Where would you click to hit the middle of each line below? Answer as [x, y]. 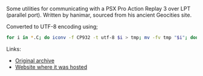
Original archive [35, 60]
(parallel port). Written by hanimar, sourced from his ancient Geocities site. [99, 15]
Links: [14, 49]
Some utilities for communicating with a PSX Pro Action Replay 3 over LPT [98, 9]
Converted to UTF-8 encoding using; [52, 27]
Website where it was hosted [51, 67]
